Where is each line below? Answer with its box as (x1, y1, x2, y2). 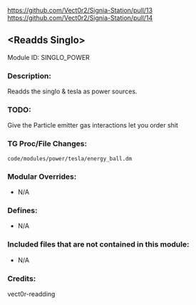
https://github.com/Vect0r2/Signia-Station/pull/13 (7, 6, 153, 14)
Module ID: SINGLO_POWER (7, 53, 91, 61)
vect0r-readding (7, 289, 56, 298)
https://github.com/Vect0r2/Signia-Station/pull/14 (7, 14, 153, 22)
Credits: (7, 274, 36, 284)
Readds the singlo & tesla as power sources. (7, 87, 138, 95)
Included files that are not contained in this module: (7, 239, 190, 249)
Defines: (7, 205, 38, 215)
